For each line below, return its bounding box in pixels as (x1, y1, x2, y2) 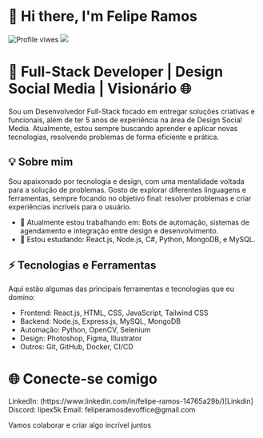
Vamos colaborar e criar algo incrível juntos (8, 420, 152, 430)
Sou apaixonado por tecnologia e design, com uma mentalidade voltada (8, 176, 245, 186)
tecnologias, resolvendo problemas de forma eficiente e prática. (8, 132, 220, 141)
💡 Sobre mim (8, 155, 74, 169)
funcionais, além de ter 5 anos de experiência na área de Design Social (8, 115, 242, 125)
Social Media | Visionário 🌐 (8, 80, 192, 98)
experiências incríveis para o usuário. (8, 201, 132, 211)
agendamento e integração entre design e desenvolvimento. (19, 225, 219, 235)
